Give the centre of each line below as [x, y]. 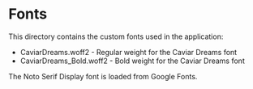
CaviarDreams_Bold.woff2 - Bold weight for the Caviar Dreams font [132, 61]
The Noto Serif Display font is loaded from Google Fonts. [103, 76]
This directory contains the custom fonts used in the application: [116, 36]
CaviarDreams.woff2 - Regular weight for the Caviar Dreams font [129, 52]
